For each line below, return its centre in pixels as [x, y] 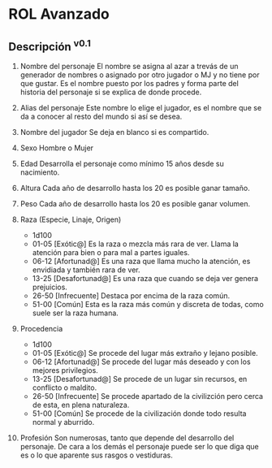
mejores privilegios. [65, 370]
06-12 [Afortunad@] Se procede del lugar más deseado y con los [141, 362]
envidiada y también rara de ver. [86, 270]
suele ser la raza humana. [76, 313]
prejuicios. [50, 287]
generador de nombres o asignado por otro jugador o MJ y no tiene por [140, 75]
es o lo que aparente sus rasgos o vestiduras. [96, 455]
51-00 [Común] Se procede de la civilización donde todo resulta [139, 414]
